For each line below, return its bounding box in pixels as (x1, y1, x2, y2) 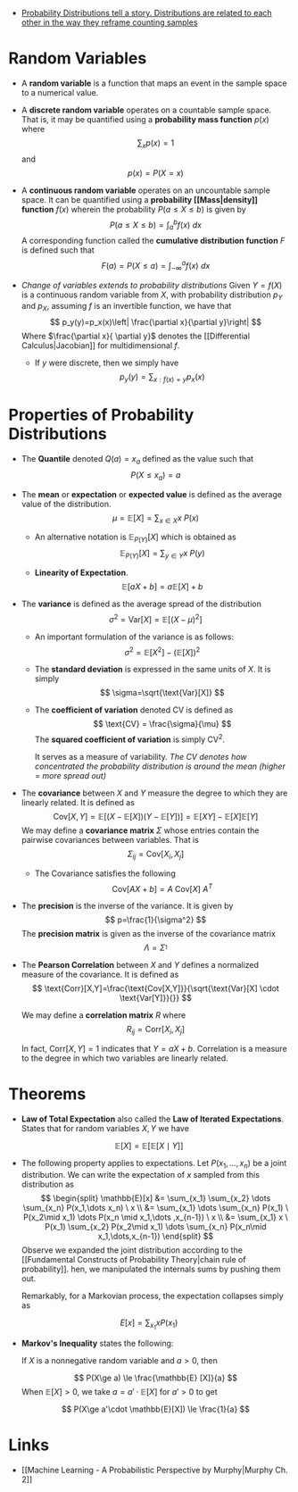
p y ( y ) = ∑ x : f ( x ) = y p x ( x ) (119, 371, 206, 385)
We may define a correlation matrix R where (21, 1010, 186, 1021)
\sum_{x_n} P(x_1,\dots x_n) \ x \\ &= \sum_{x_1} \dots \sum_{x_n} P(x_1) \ (22, 1202, 289, 1213)
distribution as (21, 1179, 75, 1189)
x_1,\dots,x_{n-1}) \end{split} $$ (97, 1230, 214, 1241)
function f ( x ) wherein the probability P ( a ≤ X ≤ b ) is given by (21, 204, 246, 214)
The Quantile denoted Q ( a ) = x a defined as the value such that (21, 453, 254, 466)
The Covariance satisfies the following (34, 868, 176, 879)
